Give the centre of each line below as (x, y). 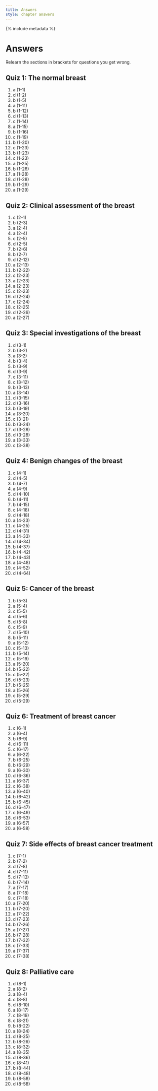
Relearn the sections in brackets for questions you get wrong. (68, 62)
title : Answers (21, 10)
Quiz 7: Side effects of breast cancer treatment (79, 844)
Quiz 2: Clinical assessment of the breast (70, 206)
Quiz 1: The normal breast (46, 78)
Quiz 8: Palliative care (40, 972)
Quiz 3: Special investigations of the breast (73, 333)
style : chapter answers (30, 14)
